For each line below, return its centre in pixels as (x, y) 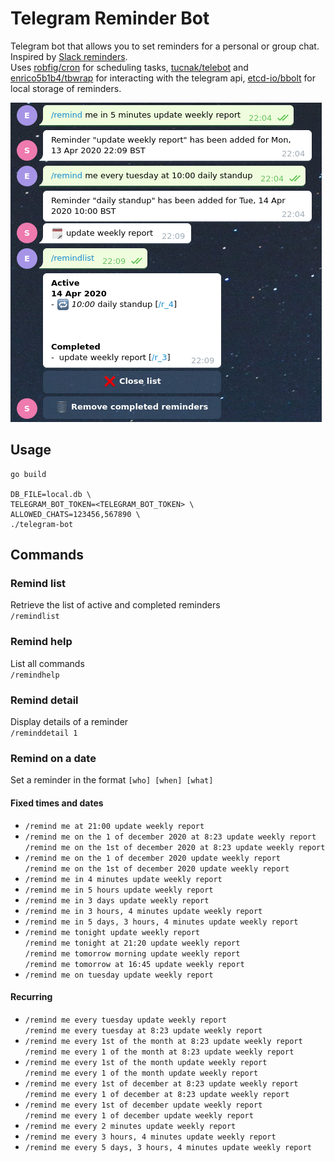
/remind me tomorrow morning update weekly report (132, 953)
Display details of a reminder (69, 722)
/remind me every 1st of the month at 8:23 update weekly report (163, 1041)
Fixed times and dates (57, 803)
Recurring (31, 997)
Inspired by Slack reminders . (69, 56)
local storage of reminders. (66, 88)
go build (28, 474)
